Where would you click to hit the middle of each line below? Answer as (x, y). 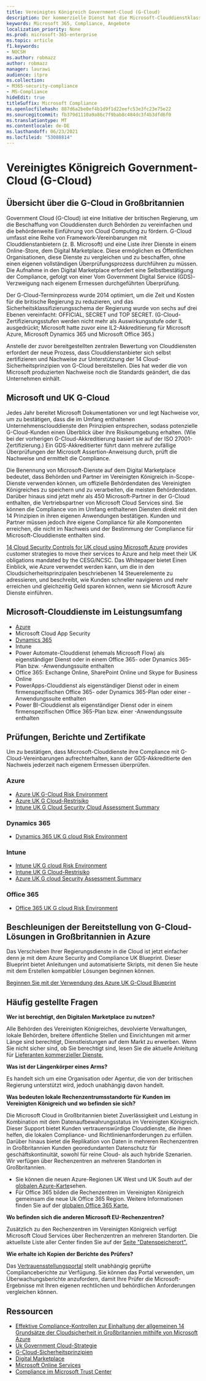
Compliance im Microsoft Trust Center (63, 1371)
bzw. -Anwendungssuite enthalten (71, 666)
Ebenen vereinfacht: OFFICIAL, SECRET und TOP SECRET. (80, 314)
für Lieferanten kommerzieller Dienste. (55, 1055)
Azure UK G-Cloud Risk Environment (62, 794)
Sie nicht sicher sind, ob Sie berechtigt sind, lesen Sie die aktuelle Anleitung (102, 1048)
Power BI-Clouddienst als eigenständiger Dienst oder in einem (94, 705)
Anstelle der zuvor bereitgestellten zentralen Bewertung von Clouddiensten (101, 346)
